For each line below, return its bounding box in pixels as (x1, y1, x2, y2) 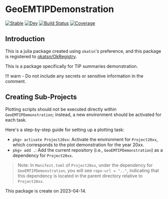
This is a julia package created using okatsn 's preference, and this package (5, 48, 161, 54)
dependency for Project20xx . (12, 152, 73, 158)
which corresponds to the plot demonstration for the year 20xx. (12, 142, 144, 148)
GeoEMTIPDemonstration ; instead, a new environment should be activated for (5, 112, 162, 118)
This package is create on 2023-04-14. (5, 187, 87, 194)
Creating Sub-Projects (5, 93, 77, 102)
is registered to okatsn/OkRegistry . (5, 53, 77, 59)
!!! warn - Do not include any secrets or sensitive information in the (5, 73, 143, 79)
